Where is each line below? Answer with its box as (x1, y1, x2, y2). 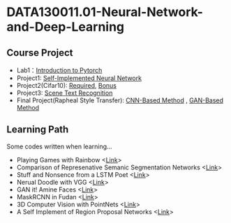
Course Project (6, 47, 74, 59)
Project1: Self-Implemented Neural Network (16, 74, 142, 82)
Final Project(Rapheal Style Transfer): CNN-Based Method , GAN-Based (16, 96, 224, 105)
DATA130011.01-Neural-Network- (6, 4, 204, 20)
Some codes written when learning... (6, 142, 112, 151)
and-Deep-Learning (6, 19, 125, 35)
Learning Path (6, 123, 69, 136)
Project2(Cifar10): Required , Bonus (16, 82, 117, 89)
